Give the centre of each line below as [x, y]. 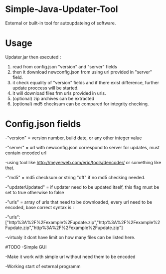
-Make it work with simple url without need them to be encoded [70, 257]
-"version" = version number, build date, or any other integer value [74, 138]
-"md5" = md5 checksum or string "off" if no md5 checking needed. [75, 177]
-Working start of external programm [43, 266]
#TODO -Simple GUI [26, 247]
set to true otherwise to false [35, 192]
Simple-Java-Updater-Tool [62, 9]
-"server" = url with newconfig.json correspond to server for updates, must [83, 147]
